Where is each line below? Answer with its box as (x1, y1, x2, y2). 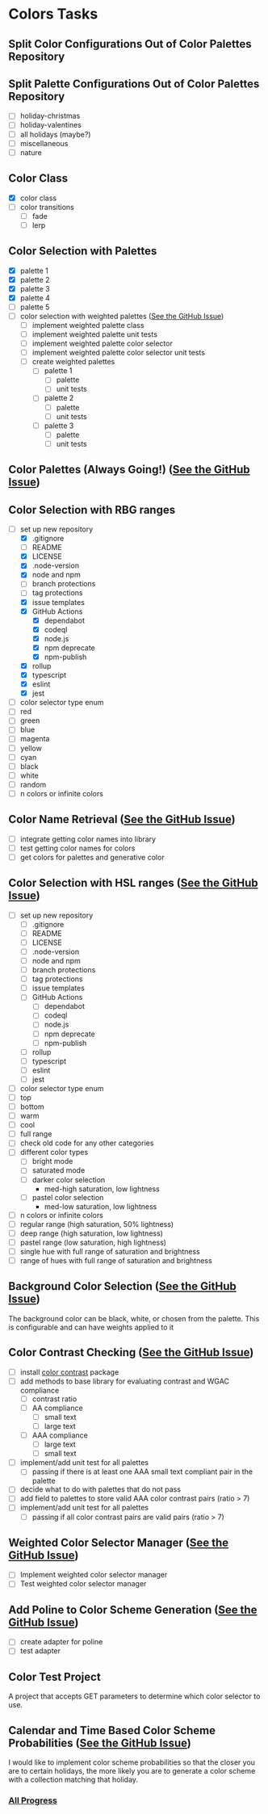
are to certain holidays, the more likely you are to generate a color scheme (8, 1766, 256, 1776)
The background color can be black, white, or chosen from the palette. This (8, 1313, 260, 1323)
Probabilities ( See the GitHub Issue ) (8, 1736, 191, 1749)
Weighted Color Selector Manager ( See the (8, 1535, 229, 1549)
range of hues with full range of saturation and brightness (19, 1255, 212, 1265)
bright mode (31, 1157, 73, 1166)
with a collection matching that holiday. (8, 1774, 139, 1785)
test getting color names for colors (19, 843, 136, 853)
